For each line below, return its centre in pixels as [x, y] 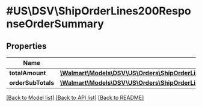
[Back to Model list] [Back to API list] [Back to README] [75, 98]
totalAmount [28, 73]
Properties [26, 46]
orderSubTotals [32, 83]
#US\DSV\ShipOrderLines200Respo [99, 11]
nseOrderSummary [55, 24]
